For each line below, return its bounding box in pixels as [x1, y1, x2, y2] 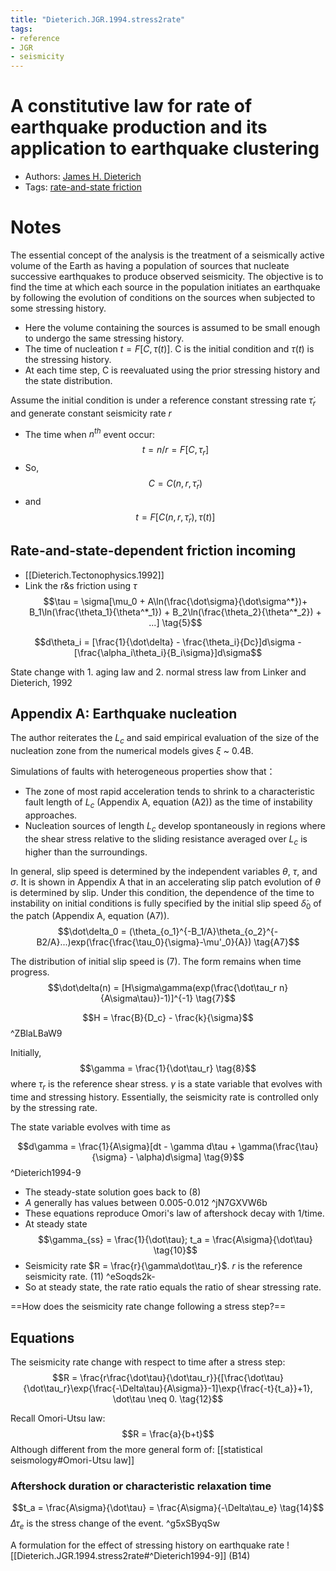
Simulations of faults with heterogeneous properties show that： [10, 766, 276, 778]
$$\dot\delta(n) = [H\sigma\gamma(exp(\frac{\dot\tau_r [47, 982, 278, 994]
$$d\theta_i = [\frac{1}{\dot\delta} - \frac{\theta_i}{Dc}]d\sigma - [34, 636, 302, 648]
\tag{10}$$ [153, 1244, 198, 1256]
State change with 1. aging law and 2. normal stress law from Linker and [10, 666, 307, 678]
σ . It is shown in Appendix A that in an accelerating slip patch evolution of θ [10, 876, 321, 888]
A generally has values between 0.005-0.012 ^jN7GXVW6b [24, 1197, 268, 1209]
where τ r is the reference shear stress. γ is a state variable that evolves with [10, 1078, 323, 1093]
